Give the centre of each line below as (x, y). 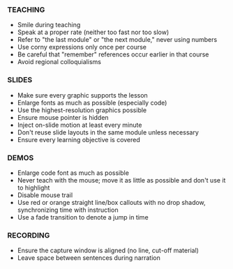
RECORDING (29, 235)
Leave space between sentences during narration (89, 258)
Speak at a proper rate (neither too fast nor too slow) (93, 32)
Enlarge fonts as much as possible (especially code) (92, 102)
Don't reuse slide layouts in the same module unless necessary (108, 132)
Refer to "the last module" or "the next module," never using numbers (117, 40)
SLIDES (20, 80)
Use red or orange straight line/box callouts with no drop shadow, (111, 202)
